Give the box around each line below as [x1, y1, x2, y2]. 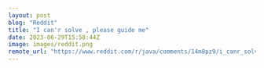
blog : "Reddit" [8, 19, 58, 27]
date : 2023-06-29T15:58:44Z [8, 33, 101, 41]
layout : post [8, 11, 51, 20]
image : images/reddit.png [8, 41, 93, 48]
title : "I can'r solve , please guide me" [8, 26, 149, 34]
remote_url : [8, 48, 47, 55]
